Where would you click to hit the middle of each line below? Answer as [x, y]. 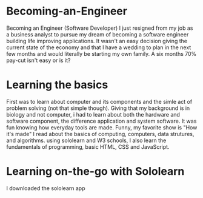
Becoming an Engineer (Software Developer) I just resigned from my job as [100, 28]
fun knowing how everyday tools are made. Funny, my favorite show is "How [102, 127]
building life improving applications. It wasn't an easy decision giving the [97, 41]
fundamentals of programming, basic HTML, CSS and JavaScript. [88, 146]
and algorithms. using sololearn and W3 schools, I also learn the [86, 140]
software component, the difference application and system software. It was [101, 121]
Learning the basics [57, 85]
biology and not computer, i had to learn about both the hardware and [93, 114]
